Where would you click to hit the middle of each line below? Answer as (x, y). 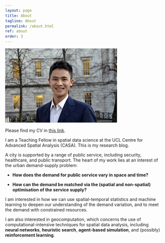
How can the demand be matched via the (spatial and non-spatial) (82, 184)
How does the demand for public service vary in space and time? (80, 175)
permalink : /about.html (30, 26)
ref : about (16, 31)
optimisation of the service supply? (49, 190)
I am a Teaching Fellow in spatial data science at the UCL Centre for (74, 140)
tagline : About (21, 21)
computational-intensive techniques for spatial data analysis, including (77, 224)
